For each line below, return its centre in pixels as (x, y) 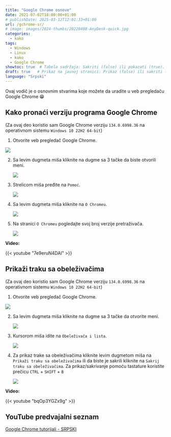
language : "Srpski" (26, 77)
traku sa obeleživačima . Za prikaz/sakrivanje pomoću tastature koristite (88, 366)
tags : (11, 43)
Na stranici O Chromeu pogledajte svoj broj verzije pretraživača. (78, 223)
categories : (18, 34)
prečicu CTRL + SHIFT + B (38, 372)
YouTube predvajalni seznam (52, 417)
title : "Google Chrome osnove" (38, 10)
